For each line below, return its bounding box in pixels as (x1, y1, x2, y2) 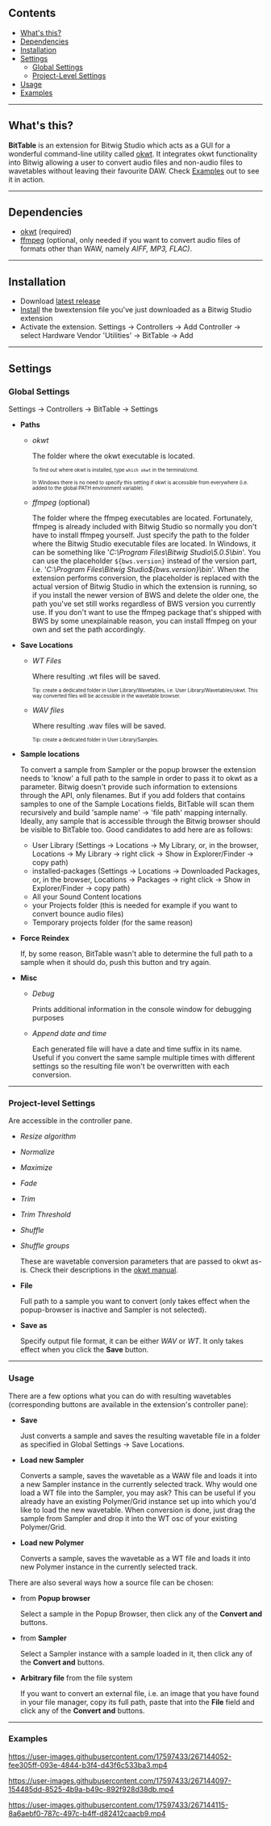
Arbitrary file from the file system (19, 1673, 133, 1682)
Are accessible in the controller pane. (8, 1116, 133, 1126)
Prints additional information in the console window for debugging (31, 1004, 252, 1013)
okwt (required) (19, 227, 73, 236)
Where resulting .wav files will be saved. (31, 721, 167, 730)
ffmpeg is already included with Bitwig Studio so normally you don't (31, 521, 257, 531)
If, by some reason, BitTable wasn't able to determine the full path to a (19, 948, 253, 959)
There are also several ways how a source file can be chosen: (8, 1577, 214, 1587)
